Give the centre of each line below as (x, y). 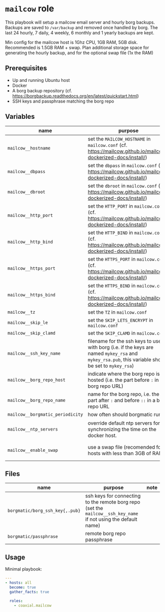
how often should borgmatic (120, 414)
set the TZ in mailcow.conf (117, 312)
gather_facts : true (29, 592)
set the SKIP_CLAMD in (112, 333)
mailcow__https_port (31, 268)
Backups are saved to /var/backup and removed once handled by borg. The (82, 27)
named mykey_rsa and (113, 353)
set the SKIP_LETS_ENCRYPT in (120, 320)
